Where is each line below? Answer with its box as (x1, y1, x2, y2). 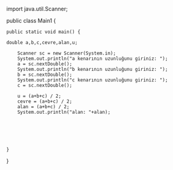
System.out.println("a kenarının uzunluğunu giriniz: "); (17, 56, 168, 62)
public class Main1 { (6, 17, 56, 24)
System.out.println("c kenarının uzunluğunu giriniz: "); (17, 77, 168, 83)
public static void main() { (6, 29, 81, 35)
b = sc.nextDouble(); (17, 72, 72, 78)
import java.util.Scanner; (6, 6, 68, 12)
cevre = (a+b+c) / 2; (17, 98, 72, 105)
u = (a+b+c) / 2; (17, 93, 62, 99)
